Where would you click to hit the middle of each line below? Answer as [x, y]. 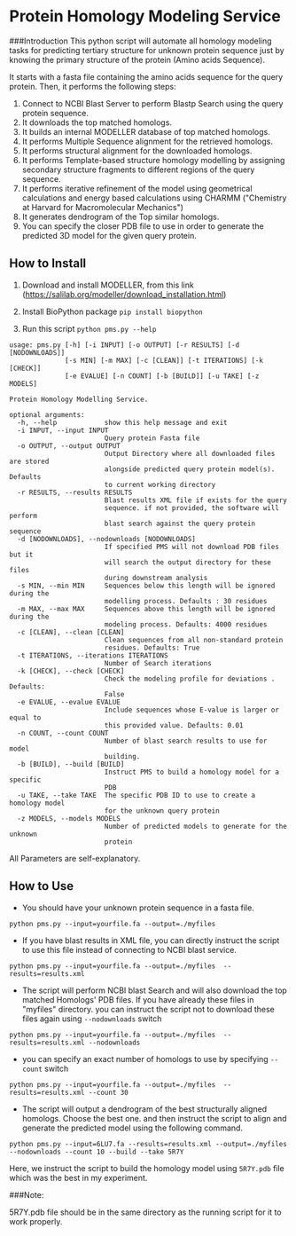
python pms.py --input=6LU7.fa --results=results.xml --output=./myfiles [148, 1144]
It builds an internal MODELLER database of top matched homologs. [146, 131]
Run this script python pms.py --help [89, 328]
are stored [29, 461]
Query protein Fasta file [152, 438]
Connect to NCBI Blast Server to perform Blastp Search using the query [152, 103]
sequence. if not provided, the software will [191, 508]
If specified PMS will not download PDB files [191, 547]
